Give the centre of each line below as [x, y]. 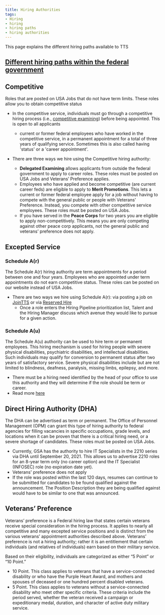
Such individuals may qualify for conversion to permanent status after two [80, 357]
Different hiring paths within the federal [67, 62]
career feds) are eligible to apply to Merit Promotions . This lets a [85, 189]
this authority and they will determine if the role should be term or [79, 383]
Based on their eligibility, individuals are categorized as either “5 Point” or [80, 556]
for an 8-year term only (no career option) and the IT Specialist [76, 462]
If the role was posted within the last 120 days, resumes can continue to [85, 477]
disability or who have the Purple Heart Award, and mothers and [77, 576]
